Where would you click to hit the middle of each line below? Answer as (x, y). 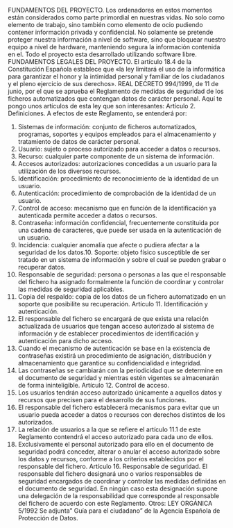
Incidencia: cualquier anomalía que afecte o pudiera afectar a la (109, 245)
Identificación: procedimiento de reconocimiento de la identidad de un (118, 179)
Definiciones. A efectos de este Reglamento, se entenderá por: (97, 113)
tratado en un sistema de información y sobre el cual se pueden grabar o (122, 259)
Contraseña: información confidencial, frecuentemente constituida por (119, 223)
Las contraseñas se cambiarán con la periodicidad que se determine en (120, 370)
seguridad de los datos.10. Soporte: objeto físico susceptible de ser (114, 252)
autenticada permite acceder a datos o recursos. (88, 215)
